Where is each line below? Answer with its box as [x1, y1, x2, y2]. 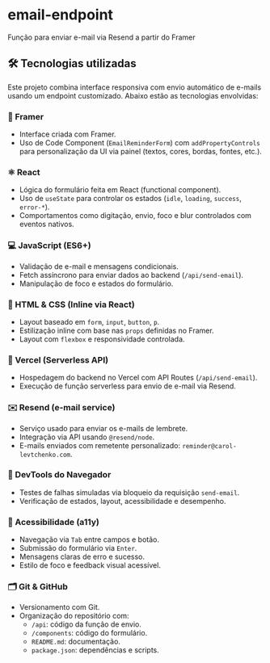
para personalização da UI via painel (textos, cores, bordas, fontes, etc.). [19, 147, 262, 157]
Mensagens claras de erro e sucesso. [19, 552, 146, 562]
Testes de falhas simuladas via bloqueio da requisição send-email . [19, 487, 240, 497]
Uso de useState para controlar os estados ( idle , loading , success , [19, 194, 242, 204]
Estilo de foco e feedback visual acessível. [19, 560, 161, 570]
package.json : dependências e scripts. [31, 645, 159, 655]
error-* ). [19, 202, 50, 212]
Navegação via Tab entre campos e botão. [19, 535, 159, 544]
